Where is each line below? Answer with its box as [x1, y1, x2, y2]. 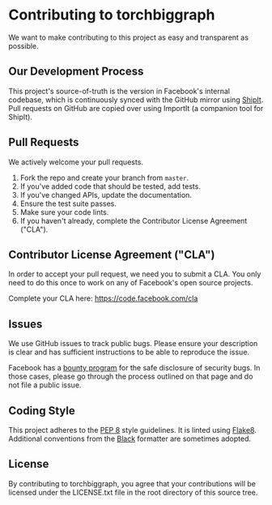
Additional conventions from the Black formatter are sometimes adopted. [8, 434, 251, 443]
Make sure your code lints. [19, 207, 109, 216]
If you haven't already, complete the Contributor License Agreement [19, 216, 248, 225]
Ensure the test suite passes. [19, 199, 117, 208]
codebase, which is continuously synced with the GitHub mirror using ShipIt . [8, 95, 264, 105]
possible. [8, 41, 39, 50]
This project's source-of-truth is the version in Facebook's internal [8, 86, 231, 96]
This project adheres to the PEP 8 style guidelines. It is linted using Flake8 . [8, 426, 257, 434]
